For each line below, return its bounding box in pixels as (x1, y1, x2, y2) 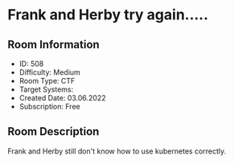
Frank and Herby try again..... (7, 6, 209, 24)
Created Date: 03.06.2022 (18, 93, 106, 102)
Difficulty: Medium (18, 68, 81, 77)
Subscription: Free (18, 102, 81, 111)
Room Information (7, 38, 100, 51)
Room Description (7, 125, 100, 138)
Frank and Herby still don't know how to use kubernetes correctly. (7, 146, 227, 156)
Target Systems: (18, 84, 74, 94)
